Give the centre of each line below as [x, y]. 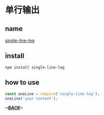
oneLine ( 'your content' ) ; [31, 98]
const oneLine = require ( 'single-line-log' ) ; [52, 94]
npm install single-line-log [35, 67]
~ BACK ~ [14, 108]
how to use [22, 83]
